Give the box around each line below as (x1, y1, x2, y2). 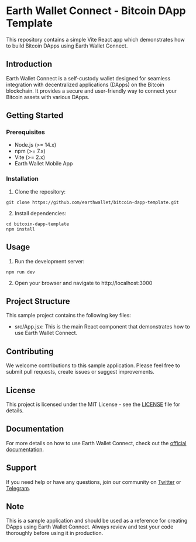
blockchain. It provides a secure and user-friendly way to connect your (6, 87, 177, 94)
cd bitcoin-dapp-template (6, 221, 69, 227)
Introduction (6, 59, 53, 69)
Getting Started (6, 110, 64, 121)
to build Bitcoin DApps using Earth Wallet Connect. (6, 42, 128, 49)
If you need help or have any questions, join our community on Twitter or (6, 478, 181, 485)
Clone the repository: (14, 188, 66, 195)
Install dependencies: (14, 209, 67, 216)
